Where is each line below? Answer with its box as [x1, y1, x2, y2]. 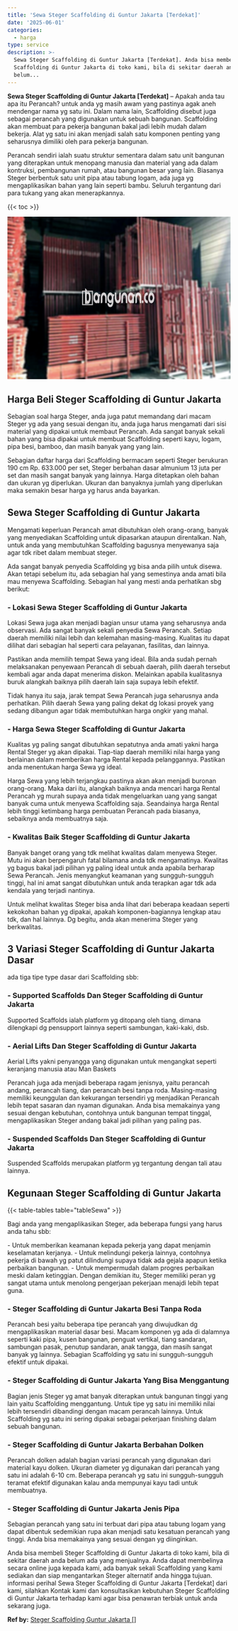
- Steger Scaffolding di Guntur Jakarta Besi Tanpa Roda [7, 1304, 202, 1314]
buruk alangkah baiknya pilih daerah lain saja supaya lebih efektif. [7, 678, 199, 686]
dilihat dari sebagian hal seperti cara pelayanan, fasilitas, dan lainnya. [7, 641, 210, 650]
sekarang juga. [7, 1602, 51, 1610]
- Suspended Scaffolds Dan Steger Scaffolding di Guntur [7, 1134, 206, 1144]
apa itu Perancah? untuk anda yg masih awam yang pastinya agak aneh [7, 99, 217, 108]
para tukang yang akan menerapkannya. [7, 188, 125, 197]
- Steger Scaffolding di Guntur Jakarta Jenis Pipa [7, 1504, 180, 1513]
